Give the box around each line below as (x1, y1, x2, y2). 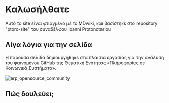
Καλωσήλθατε (5, 4, 70, 15)
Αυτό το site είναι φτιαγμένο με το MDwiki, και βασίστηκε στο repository (5, 20, 158, 27)
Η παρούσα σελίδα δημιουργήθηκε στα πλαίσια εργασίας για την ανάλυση (5, 54, 164, 60)
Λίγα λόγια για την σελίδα (5, 41, 92, 49)
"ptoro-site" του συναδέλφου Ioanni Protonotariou (5, 25, 111, 32)
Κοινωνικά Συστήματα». (5, 65, 57, 71)
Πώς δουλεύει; (5, 90, 54, 98)
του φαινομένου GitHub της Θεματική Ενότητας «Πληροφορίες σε (5, 60, 145, 66)
